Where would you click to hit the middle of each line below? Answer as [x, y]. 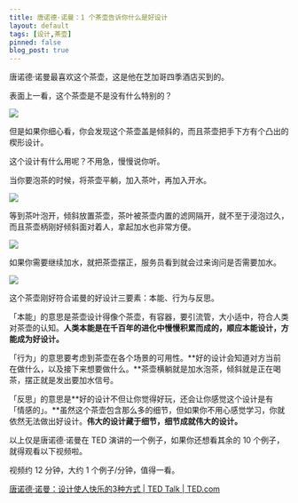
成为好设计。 [40, 339]
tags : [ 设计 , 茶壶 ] [41, 34]
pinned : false [35, 42]
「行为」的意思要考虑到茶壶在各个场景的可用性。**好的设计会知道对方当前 [145, 358]
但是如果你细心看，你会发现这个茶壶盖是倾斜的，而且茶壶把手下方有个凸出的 [149, 132]
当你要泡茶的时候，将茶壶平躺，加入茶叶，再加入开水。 [110, 180]
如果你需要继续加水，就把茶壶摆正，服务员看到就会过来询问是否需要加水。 [145, 262]
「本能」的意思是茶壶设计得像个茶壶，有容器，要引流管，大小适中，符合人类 [149, 317]
